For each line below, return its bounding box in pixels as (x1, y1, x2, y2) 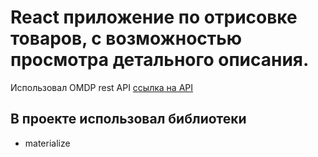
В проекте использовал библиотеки (10, 111, 247, 128)
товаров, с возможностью (10, 27, 243, 50)
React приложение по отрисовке (10, 6, 298, 29)
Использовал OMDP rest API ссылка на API (10, 81, 193, 93)
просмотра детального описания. (10, 49, 310, 71)
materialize (24, 137, 71, 149)
